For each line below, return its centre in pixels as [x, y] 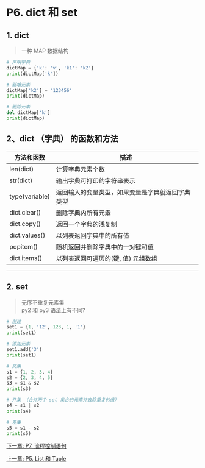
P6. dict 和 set [42, 12]
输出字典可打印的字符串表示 [96, 180]
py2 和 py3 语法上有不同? [53, 310]
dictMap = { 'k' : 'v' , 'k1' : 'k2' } [50, 68]
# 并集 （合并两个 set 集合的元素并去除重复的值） [63, 400]
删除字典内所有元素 [84, 213]
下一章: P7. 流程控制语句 [37, 446]
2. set [17, 287]
